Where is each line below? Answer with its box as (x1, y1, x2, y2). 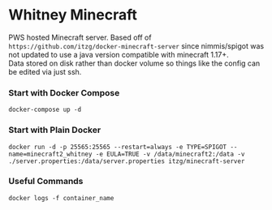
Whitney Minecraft (8, 6, 138, 24)
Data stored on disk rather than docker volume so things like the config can (8, 58, 261, 68)
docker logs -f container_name (8, 194, 114, 202)
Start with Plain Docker (8, 124, 101, 135)
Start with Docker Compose (8, 87, 120, 98)
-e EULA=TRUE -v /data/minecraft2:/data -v (95, 150, 245, 158)
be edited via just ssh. (8, 66, 82, 76)
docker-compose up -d (8, 105, 82, 114)
